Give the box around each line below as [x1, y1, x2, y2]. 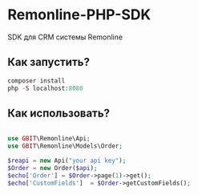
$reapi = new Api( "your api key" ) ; [7, 156, 127, 165]
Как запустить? [7, 55, 90, 69]
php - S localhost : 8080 [7, 84, 83, 92]
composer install [7, 76, 66, 85]
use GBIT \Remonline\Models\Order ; [7, 142, 123, 150]
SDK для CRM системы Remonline [7, 32, 123, 42]
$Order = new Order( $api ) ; [7, 164, 98, 172]
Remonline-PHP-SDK [7, 6, 152, 24]
